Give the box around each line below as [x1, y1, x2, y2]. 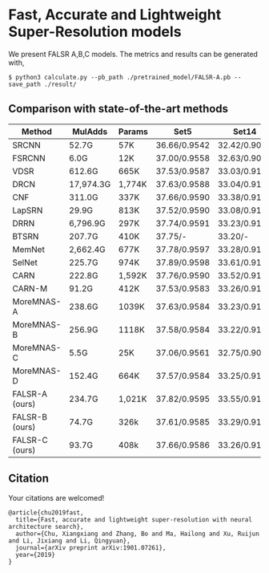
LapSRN [12, 205, 43, 216]
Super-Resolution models [8, 22, 182, 41]
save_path [8, 80, 42, 88]
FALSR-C [12, 434, 48, 445]
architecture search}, [8, 522, 84, 530]
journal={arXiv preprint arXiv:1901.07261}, [15, 543, 167, 551]
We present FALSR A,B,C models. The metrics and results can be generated [8, 49, 259, 59]
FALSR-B [12, 411, 48, 422]
